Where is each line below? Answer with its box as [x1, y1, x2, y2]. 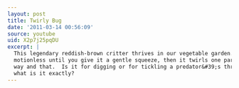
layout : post [7, 10, 46, 18]
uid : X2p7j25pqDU [7, 37, 59, 44]
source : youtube [7, 30, 55, 38]
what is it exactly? [14, 70, 75, 77]
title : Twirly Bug [7, 17, 62, 24]
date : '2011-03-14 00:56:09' [7, 23, 94, 31]
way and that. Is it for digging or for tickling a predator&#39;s [14, 63, 221, 70]
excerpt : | [7, 43, 40, 50]
